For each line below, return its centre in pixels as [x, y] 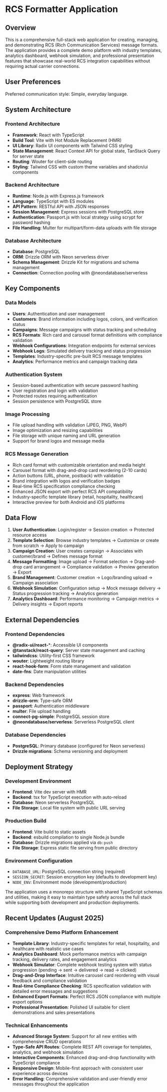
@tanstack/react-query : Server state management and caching [79, 650]
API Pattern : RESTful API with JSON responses [61, 206]
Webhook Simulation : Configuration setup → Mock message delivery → [86, 588]
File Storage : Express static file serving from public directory [75, 847]
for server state [28, 156]
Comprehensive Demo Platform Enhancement [62, 932]
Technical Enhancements [37, 1025]
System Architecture [38, 110]
